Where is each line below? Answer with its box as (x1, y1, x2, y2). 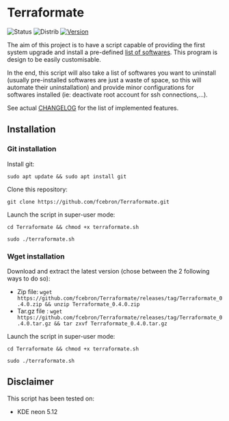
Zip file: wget (16, 287, 53, 296)
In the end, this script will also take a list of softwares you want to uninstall (7, 69, 217, 77)
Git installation (7, 144, 57, 154)
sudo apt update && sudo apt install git (7, 173, 127, 180)
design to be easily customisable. (7, 55, 101, 63)
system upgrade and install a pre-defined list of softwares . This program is (7, 48, 217, 56)
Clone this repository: (7, 185, 68, 193)
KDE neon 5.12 (16, 407, 58, 416)
